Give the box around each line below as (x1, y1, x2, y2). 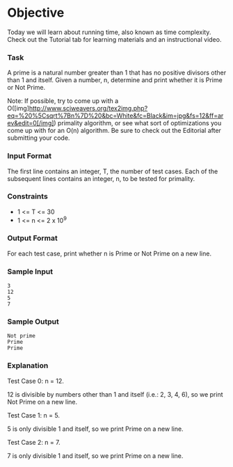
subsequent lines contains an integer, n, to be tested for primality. (7, 174, 195, 182)
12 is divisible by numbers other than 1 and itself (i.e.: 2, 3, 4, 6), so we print (7, 390, 223, 398)
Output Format (7, 233, 58, 243)
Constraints (7, 191, 49, 201)
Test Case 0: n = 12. (7, 377, 65, 385)
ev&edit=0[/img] (7, 119, 54, 127)
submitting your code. (7, 134, 70, 142)
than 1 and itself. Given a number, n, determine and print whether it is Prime (7, 76, 223, 84)
